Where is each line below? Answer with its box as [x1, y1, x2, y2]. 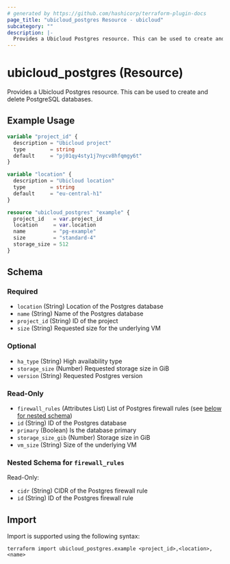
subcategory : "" [7, 23, 53, 30]
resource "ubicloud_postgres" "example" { [7, 209, 130, 216]
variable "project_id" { [7, 133, 78, 140]
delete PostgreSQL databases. [7, 95, 93, 104]
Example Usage [7, 115, 75, 127]
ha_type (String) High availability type [16, 357, 123, 365]
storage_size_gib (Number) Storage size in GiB [16, 434, 151, 442]
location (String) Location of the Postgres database [16, 303, 164, 311]
